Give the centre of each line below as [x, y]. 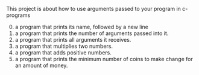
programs [18, 15]
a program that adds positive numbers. [63, 53]
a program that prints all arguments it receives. [73, 40]
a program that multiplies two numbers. [64, 46]
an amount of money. [41, 65]
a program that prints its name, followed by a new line [82, 27]
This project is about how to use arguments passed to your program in [93, 9]
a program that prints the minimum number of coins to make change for [104, 59]
